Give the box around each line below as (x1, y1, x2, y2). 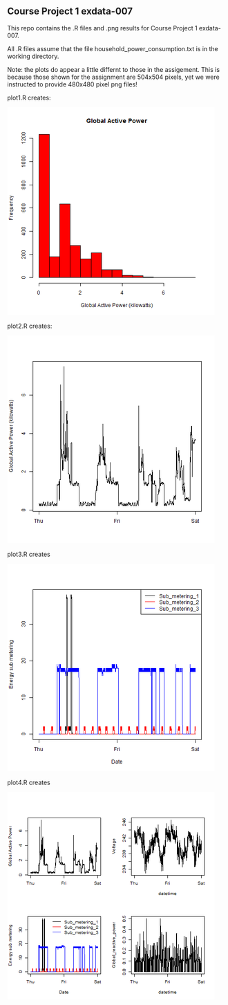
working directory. (7, 52, 59, 60)
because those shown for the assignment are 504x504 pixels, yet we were (7, 73, 220, 81)
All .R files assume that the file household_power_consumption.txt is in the (7, 44, 219, 53)
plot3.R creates (7, 550, 50, 558)
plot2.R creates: (7, 322, 53, 330)
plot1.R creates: (7, 93, 51, 102)
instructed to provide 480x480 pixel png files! (7, 80, 138, 89)
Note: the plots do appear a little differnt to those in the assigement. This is (7, 65, 220, 73)
